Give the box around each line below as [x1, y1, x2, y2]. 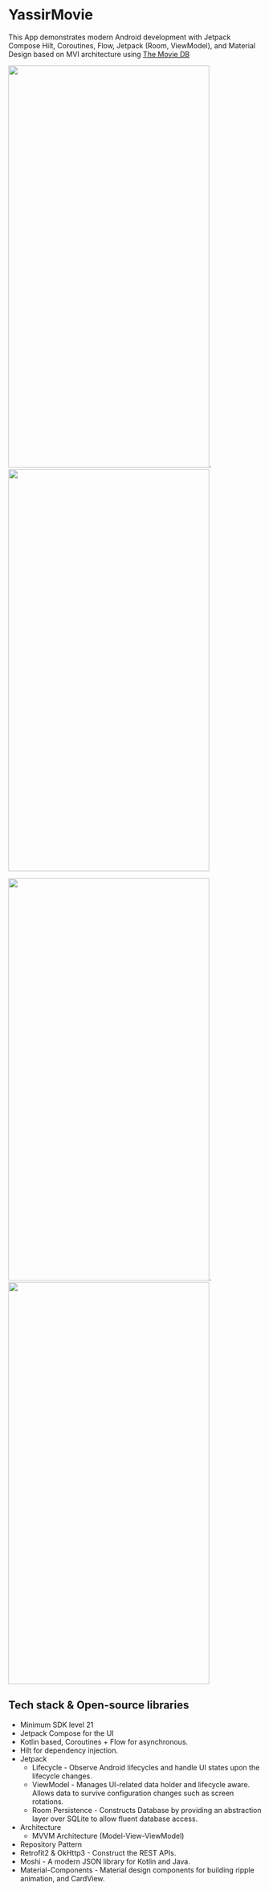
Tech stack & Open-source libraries [8, 1699, 190, 1712]
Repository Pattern [19, 1840, 83, 1849]
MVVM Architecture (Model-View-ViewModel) [31, 1831, 185, 1840]
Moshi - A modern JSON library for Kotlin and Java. [19, 1856, 191, 1866]
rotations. [31, 1796, 64, 1807]
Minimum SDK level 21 [19, 1720, 94, 1729]
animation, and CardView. [19, 1873, 105, 1883]
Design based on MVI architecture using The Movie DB [8, 49, 190, 59]
